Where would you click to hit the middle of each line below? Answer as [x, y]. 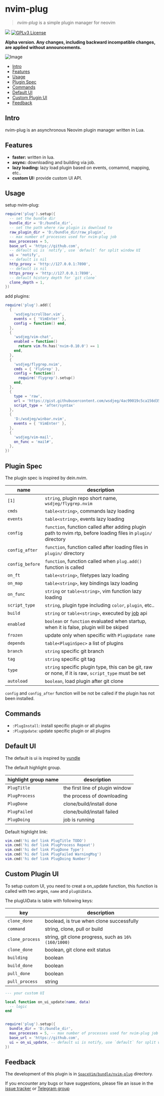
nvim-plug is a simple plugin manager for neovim [66, 23]
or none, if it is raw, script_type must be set [95, 673]
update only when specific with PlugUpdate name [100, 635]
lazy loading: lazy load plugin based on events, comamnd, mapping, [81, 167]
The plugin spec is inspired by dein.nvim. [46, 478]
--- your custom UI [25, 993]
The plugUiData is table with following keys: [49, 900]
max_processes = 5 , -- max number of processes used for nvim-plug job [84, 1033]
